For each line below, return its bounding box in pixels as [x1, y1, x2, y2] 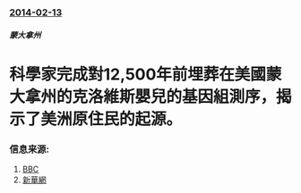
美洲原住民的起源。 [40, 109, 183, 129]
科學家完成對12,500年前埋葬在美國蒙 [9, 64, 282, 84]
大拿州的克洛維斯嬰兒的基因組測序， [9, 87, 277, 106]
